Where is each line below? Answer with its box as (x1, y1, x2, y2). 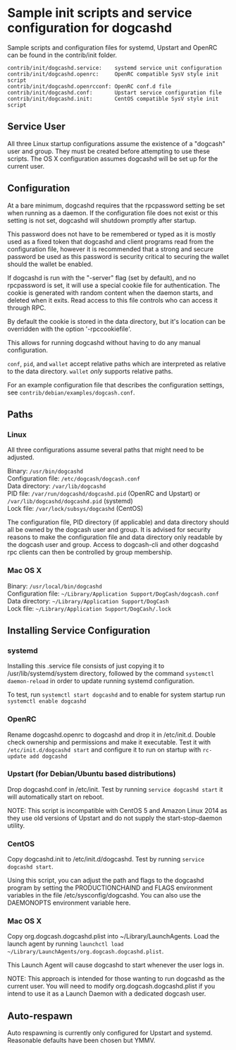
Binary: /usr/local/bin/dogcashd (7, 581, 102, 590)
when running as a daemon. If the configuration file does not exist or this (7, 208, 218, 217)
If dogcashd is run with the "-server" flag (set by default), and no (7, 273, 196, 282)
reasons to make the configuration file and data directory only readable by (7, 533, 223, 541)
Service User (7, 121, 66, 133)
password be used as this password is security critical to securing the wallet (7, 252, 229, 260)
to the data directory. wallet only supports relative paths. (7, 367, 173, 375)
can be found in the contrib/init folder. (7, 51, 118, 59)
